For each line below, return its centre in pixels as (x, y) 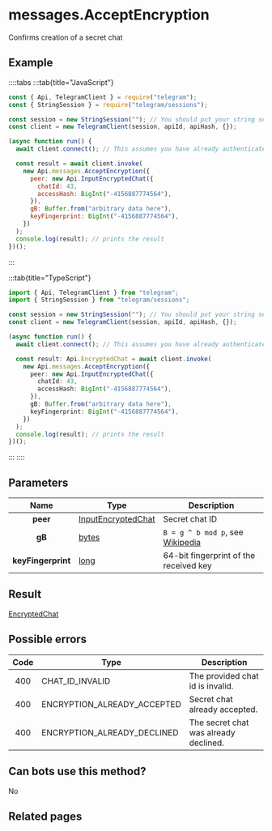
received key (187, 566)
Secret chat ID (190, 519)
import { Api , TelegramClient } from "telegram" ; (94, 292)
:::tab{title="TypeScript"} (50, 278)
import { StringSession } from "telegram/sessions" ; (99, 300)
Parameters (38, 482)
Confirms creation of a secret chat (66, 37)
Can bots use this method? (78, 771)
